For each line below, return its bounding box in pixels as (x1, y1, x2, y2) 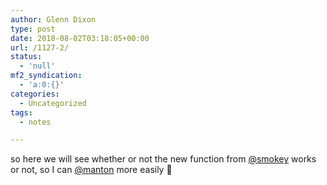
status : (10, 52, 43, 62)
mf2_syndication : (10, 71, 83, 81)
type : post (10, 24, 56, 34)
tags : (10, 107, 33, 118)
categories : (10, 89, 60, 99)
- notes (19, 117, 52, 127)
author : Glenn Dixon (10, 14, 97, 25)
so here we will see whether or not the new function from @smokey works (10, 153, 317, 165)
